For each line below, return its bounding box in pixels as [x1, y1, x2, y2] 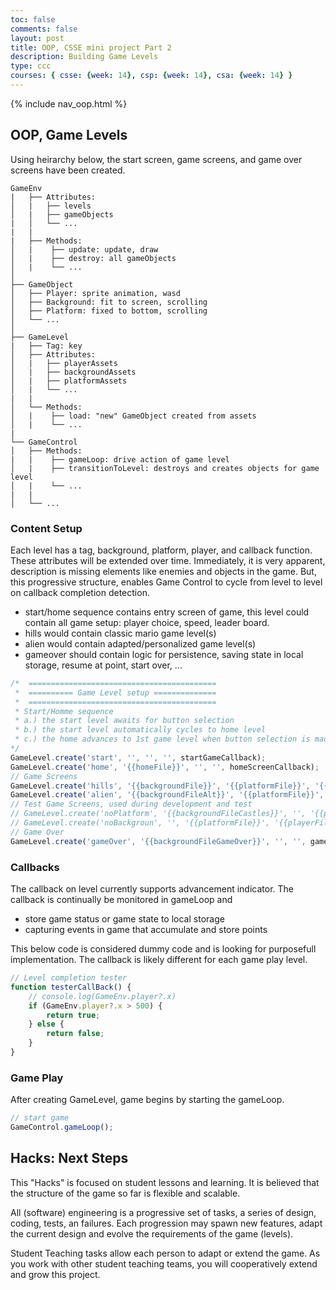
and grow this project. [10, 1268, 101, 1280]
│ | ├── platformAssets [10, 376, 128, 386]
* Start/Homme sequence [14, 706, 114, 716]
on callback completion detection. [10, 586, 150, 598]
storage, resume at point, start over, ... [24, 659, 183, 671]
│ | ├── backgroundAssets [10, 367, 137, 377]
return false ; [46, 1029, 105, 1039]
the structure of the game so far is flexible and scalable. [10, 1187, 241, 1199]
